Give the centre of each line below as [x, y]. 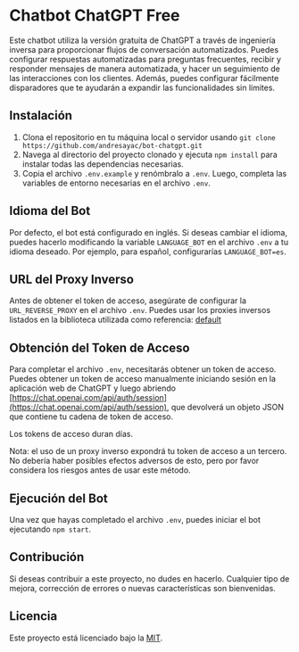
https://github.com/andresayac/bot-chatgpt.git [112, 145]
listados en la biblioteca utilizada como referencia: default [115, 320]
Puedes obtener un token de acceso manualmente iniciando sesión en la [143, 379]
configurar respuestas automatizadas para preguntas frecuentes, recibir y [145, 59]
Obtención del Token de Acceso [100, 347]
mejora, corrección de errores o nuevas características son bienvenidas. [143, 588]
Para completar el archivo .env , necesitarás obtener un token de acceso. [143, 369]
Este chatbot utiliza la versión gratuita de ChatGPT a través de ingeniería [143, 40]
